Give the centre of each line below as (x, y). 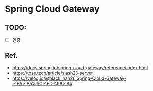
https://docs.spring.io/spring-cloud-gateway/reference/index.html (80, 67)
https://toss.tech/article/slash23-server (53, 73)
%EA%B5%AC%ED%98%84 (42, 83)
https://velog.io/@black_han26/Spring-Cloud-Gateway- (69, 78)
